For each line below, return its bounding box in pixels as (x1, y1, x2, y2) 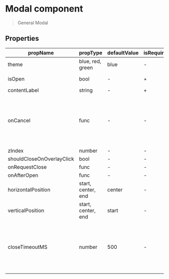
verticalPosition (8, 207, 44, 214)
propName (28, 49, 54, 56)
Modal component (5, 3, 83, 15)
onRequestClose (8, 163, 47, 170)
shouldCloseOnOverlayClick (8, 155, 74, 162)
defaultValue (107, 49, 139, 56)
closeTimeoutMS (8, 243, 48, 250)
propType (78, 49, 103, 56)
